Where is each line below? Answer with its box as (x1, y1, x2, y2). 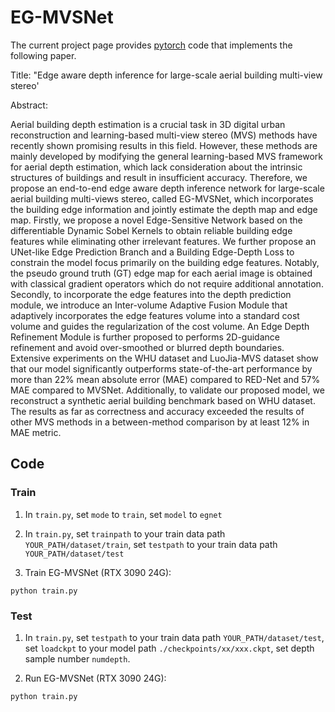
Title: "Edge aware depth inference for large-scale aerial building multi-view (10, 69, 323, 81)
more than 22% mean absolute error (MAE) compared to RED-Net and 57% (10, 373, 321, 385)
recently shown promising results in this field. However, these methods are (10, 139, 318, 151)
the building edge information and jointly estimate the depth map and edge (10, 203, 318, 215)
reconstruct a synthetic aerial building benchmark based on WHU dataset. (10, 394, 316, 406)
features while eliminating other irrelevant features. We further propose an (10, 235, 317, 247)
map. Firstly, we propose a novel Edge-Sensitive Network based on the (10, 214, 303, 226)
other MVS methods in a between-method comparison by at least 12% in (10, 416, 310, 428)
